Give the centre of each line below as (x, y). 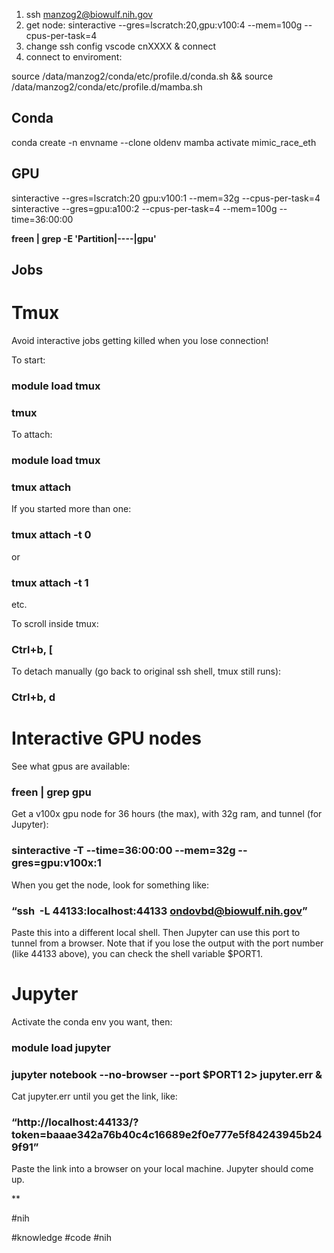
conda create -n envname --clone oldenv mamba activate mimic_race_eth (164, 142)
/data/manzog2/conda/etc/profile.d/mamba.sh (107, 87)
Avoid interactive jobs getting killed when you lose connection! (140, 340)
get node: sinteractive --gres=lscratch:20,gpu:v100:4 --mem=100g (164, 25)
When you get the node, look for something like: (110, 885)
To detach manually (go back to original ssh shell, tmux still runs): (146, 671)
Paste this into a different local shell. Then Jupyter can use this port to (156, 933)
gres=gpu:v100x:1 (56, 863)
